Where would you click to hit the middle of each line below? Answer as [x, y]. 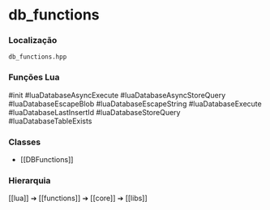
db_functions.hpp [38, 57]
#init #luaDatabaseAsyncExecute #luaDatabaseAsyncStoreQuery [117, 95]
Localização [33, 41]
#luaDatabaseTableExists [50, 121]
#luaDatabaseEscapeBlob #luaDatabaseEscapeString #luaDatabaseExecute [135, 104]
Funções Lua [34, 77]
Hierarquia [30, 180]
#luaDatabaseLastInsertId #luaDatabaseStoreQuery [94, 112]
